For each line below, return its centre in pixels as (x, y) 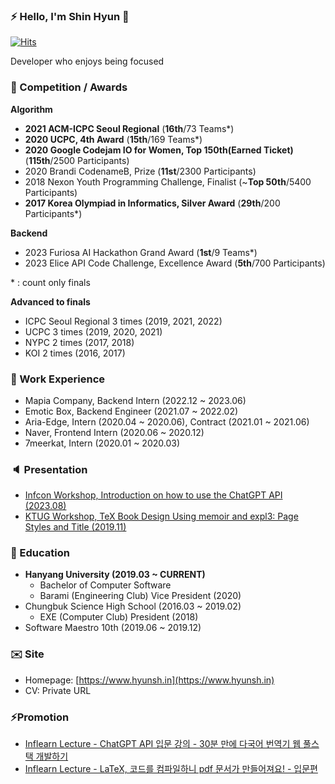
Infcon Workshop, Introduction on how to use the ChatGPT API (153, 495)
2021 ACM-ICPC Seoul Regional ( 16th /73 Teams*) (129, 128)
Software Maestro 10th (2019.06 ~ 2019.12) (113, 628)
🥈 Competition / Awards (69, 87)
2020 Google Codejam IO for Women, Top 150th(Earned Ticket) (159, 150)
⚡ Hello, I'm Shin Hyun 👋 (70, 16)
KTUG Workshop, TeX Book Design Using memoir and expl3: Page (161, 516)
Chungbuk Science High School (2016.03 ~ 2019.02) (133, 606)
